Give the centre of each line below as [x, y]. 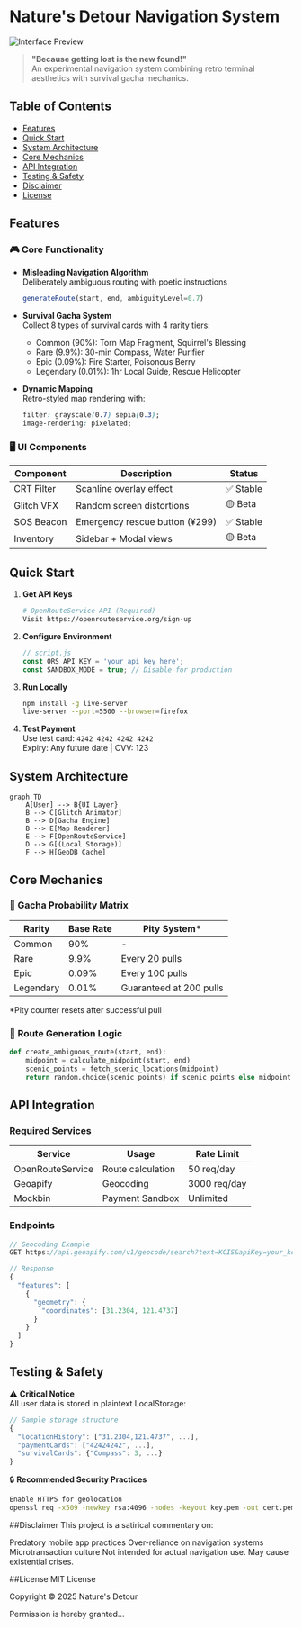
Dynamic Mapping [57, 389]
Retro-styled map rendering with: [84, 399]
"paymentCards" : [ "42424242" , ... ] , [86, 1445]
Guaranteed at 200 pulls [172, 988]
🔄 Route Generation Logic [66, 1033]
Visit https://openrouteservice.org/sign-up [107, 620]
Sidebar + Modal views [124, 538]
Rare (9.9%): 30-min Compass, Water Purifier [120, 352]
